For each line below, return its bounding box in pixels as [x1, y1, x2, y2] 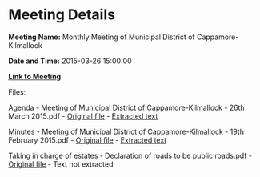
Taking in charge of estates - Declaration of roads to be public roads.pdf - [8, 151, 252, 160]
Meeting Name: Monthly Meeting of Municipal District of [8, 32, 195, 42]
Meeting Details [8, 6, 116, 24]
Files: [8, 86, 26, 97]
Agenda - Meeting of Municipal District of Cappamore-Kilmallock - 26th [8, 103, 246, 112]
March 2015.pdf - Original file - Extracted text [8, 111, 158, 121]
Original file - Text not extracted [8, 159, 114, 169]
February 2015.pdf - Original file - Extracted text [8, 135, 167, 145]
